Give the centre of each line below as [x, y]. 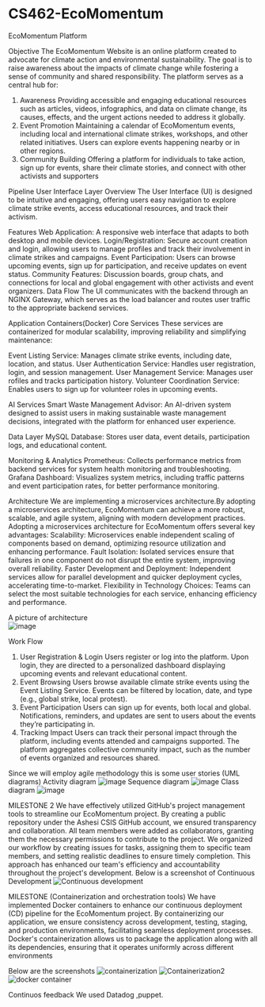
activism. [23, 216]
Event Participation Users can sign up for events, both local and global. [135, 707]
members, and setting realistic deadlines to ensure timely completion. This [129, 856]
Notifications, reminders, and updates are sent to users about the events [138, 715]
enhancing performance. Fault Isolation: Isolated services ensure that [121, 551]
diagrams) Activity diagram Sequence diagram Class [124, 781]
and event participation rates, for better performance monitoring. [114, 485]
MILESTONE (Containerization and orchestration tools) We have [112, 896]
